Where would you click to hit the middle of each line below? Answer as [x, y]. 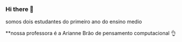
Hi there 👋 [20, 9]
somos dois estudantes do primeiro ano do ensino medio [74, 22]
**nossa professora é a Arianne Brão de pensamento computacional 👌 [91, 33]
